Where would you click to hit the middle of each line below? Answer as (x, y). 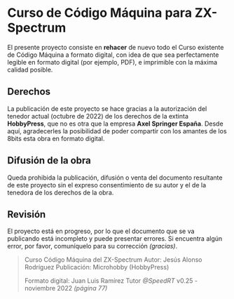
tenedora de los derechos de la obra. (61, 192)
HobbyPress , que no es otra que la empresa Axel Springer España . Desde (115, 124)
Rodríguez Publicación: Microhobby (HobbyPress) (97, 267)
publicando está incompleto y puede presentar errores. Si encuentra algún (115, 239)
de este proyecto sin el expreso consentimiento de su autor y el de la (107, 185)
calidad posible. (30, 69)
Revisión (27, 214)
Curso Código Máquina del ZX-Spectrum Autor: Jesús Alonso (113, 260)
